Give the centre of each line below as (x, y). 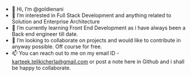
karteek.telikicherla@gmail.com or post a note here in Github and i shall (98, 61)
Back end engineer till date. (45, 34)
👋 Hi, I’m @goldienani (37, 9)
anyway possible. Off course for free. (57, 46)
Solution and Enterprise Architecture (56, 21)
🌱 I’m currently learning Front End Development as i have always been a (99, 28)
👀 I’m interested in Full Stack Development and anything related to (91, 15)
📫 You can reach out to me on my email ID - (65, 53)
